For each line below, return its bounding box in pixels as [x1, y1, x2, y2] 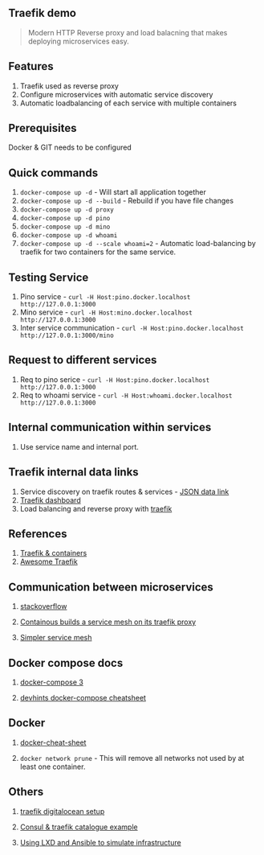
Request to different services [8, 353, 157, 367]
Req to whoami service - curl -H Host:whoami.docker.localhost [19, 390, 233, 400]
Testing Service [8, 270, 89, 284]
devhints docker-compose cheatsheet [19, 693, 147, 702]
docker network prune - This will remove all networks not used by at [19, 753, 245, 763]
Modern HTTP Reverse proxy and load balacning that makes [27, 27, 228, 37]
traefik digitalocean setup [19, 806, 105, 816]
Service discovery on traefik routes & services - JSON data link [19, 487, 229, 496]
